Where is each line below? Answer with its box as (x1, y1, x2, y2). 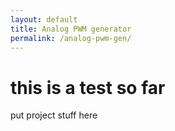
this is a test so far (10, 76, 166, 99)
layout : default (10, 14, 78, 25)
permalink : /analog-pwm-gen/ (10, 33, 132, 43)
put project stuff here (10, 109, 98, 121)
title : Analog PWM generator (10, 24, 132, 34)
